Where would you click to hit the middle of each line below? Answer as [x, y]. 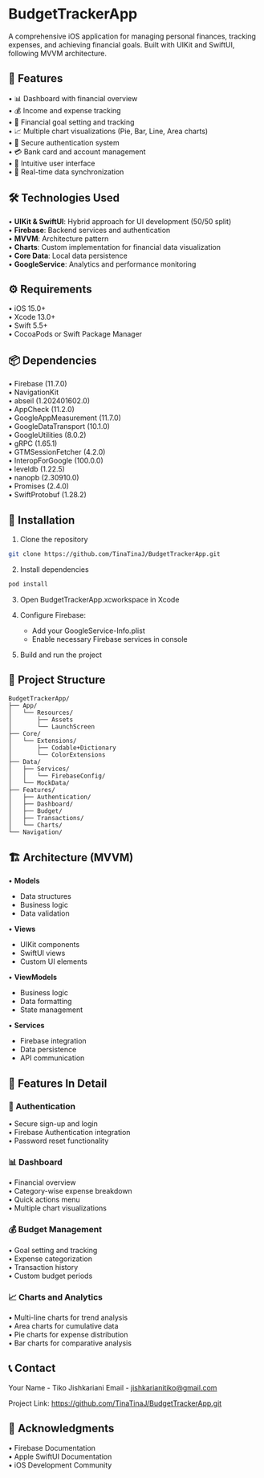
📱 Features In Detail [58, 1083]
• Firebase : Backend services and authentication [89, 230]
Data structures [46, 896]
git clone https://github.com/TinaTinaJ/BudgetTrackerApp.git [114, 554]
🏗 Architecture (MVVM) [71, 857]
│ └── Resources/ [41, 712]
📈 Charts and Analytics [55, 1296]
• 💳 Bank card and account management [77, 151]
